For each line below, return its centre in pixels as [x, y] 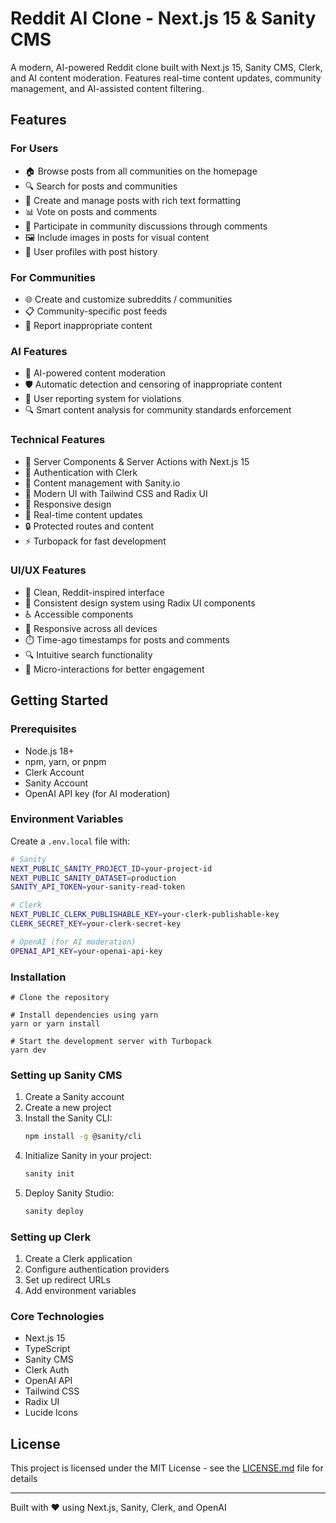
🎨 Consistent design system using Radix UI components [140, 603]
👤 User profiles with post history [91, 251]
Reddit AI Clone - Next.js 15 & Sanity [163, 18]
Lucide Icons [51, 1413]
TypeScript [47, 1349]
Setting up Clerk [51, 1237]
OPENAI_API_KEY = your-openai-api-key [86, 951]
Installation [38, 977]
